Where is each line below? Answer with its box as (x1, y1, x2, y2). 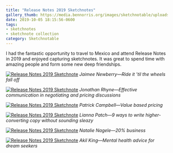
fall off (6, 76, 20, 83)
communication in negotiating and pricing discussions (6, 92, 121, 98)
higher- (145, 111, 161, 118)
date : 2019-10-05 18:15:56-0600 (6, 17, 75, 22)
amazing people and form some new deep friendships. (6, 61, 122, 67)
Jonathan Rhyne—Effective (79, 86, 138, 92)
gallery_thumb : (6, 12, 39, 17)
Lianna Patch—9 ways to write (79, 111, 145, 118)
